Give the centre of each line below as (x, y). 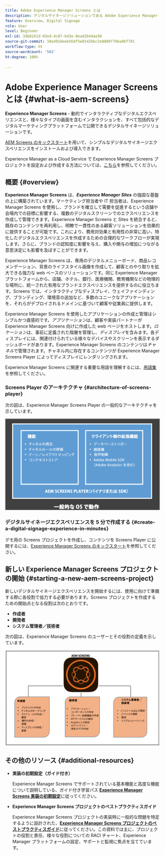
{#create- (143, 522)
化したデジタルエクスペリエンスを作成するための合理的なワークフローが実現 (82, 238)
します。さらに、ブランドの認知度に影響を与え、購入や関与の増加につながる (82, 244)
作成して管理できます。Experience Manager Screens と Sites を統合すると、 (82, 220)
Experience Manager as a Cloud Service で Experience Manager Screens (79, 159)
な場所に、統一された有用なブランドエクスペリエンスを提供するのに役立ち (80, 285)
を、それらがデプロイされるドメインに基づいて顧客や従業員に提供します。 (80, 303)
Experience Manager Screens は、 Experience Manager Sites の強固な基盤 (82, 195)
